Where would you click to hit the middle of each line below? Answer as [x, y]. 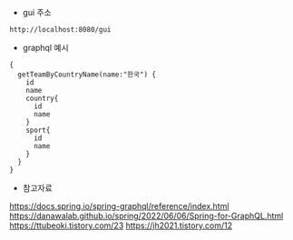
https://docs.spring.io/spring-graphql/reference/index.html [119, 206]
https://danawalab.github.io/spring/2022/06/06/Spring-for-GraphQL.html [146, 216]
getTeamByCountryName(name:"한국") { [87, 75]
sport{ [38, 130]
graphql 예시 [46, 48]
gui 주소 [37, 12]
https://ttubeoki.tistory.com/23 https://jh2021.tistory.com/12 [121, 225]
